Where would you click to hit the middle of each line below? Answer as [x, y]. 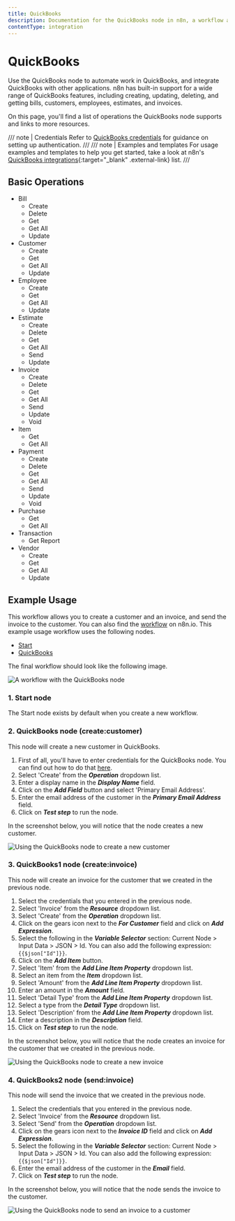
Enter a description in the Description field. [80, 1019]
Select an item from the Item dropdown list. [80, 975]
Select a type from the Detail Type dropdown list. [89, 1005]
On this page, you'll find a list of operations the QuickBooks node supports [115, 117]
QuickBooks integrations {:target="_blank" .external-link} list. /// [99, 160]
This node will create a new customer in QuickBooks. [84, 747]
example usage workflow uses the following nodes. [82, 631]
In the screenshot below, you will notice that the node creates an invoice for [116, 1040]
